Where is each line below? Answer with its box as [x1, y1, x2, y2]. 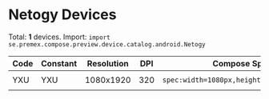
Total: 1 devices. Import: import [8, 32, 110, 42]
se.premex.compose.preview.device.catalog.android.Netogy [8, 40, 206, 49]
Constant [41, 57, 78, 69]
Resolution [86, 57, 130, 69]
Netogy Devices [8, 6, 117, 24]
